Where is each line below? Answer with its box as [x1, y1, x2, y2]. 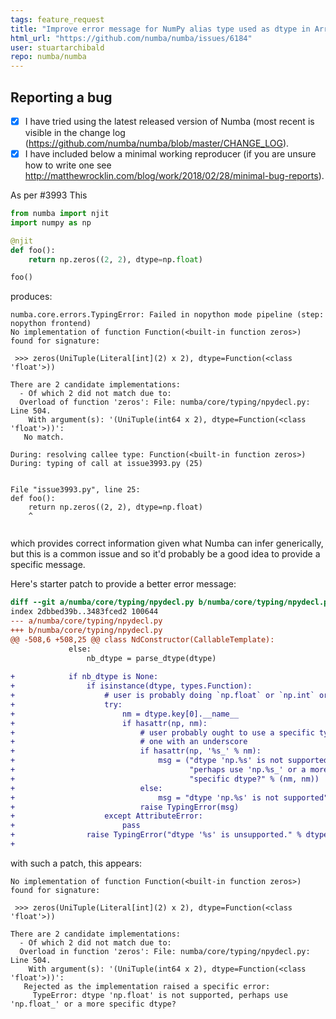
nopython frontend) [10, 319, 92, 329]
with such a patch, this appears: [10, 857, 143, 869]
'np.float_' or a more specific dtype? [10, 999, 177, 1009]
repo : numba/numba [10, 52, 87, 62]
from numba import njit [10, 209, 110, 219]
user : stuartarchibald [10, 42, 105, 53]
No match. [23, 432, 65, 443]
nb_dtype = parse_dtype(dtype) [86, 653, 217, 663]
